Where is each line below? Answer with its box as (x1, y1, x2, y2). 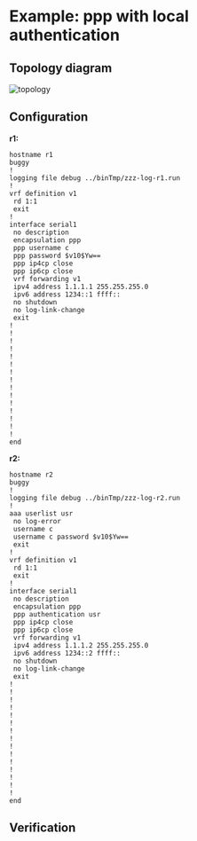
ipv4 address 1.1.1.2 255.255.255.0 (12, 641, 149, 649)
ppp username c (12, 243, 69, 252)
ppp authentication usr (12, 609, 101, 618)
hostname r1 (9, 150, 53, 159)
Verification (9, 821, 76, 836)
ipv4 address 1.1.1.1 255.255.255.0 (12, 282, 149, 291)
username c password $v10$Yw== (12, 532, 129, 541)
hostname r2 (9, 470, 53, 479)
